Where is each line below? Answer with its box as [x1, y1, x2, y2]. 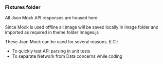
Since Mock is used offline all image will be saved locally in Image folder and [5, 24, 159, 30]
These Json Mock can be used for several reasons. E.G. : [5, 39, 118, 45]
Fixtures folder [5, 4, 41, 11]
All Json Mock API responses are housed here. [5, 15, 99, 21]
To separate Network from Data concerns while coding [12, 53, 123, 59]
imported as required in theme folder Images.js [5, 30, 99, 35]
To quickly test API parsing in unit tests [12, 48, 91, 54]
